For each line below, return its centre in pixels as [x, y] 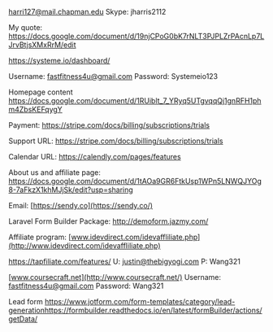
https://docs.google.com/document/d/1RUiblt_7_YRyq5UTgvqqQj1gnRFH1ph [135, 100]
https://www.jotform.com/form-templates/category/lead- [140, 301]
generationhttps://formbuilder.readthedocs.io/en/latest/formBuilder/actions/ [135, 310]
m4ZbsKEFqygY [35, 109]
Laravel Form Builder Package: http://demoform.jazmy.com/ [108, 221]
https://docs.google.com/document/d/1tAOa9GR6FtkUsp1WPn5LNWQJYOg [135, 181]
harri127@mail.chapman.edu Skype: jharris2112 [87, 12]
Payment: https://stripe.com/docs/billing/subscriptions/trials [109, 125]
